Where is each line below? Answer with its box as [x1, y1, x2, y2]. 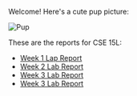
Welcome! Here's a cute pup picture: [8, 7, 130, 16]
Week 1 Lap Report [19, 54, 83, 62]
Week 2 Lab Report [19, 62, 84, 71]
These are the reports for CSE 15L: [8, 38, 123, 47]
